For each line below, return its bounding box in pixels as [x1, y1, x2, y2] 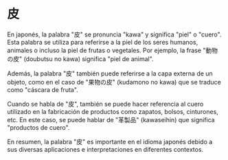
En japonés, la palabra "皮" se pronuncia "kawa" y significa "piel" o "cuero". [7, 30, 222, 38]
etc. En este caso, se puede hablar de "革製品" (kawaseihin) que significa [7, 115, 215, 124]
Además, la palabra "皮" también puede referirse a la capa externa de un [7, 69, 213, 78]
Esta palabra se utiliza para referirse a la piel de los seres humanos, [7, 38, 198, 46]
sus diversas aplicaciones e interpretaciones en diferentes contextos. [7, 145, 204, 153]
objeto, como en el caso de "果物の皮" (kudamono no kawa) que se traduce [7, 78, 221, 86]
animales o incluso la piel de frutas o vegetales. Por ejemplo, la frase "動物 [7, 46, 218, 54]
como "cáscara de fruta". [7, 85, 79, 93]
